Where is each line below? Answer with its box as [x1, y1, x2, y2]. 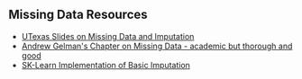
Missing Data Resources [8, 7, 148, 22]
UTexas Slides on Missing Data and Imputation [21, 31, 195, 41]
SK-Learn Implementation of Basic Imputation [21, 59, 191, 70]
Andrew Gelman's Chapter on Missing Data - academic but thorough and [21, 40, 293, 51]
